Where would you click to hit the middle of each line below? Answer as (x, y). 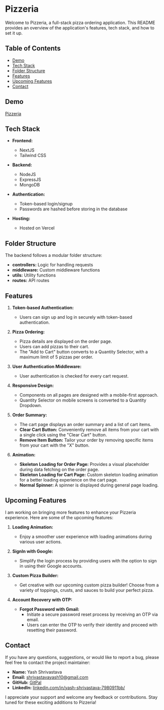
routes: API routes (31, 280)
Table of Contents (33, 48)
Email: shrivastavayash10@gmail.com (50, 677)
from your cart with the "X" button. (54, 445)
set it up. (14, 33)
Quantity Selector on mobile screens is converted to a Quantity (83, 400)
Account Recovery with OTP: (42, 600)
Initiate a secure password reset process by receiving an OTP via (92, 614)
